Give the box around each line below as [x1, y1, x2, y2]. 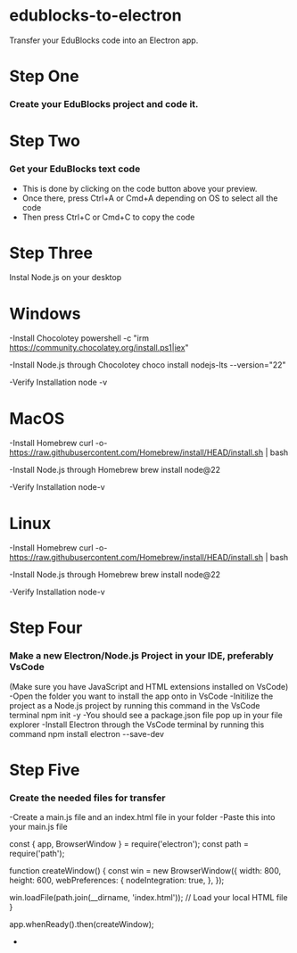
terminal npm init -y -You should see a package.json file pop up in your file [9, 709, 283, 720]
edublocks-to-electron [9, 5, 182, 26]
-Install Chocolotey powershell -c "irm [9, 333, 150, 344]
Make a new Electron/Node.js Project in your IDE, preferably [9, 650, 274, 662]
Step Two [9, 131, 80, 152]
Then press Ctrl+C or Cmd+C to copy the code [21, 211, 195, 222]
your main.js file [9, 822, 69, 833]
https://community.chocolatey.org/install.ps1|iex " [9, 343, 189, 353]
